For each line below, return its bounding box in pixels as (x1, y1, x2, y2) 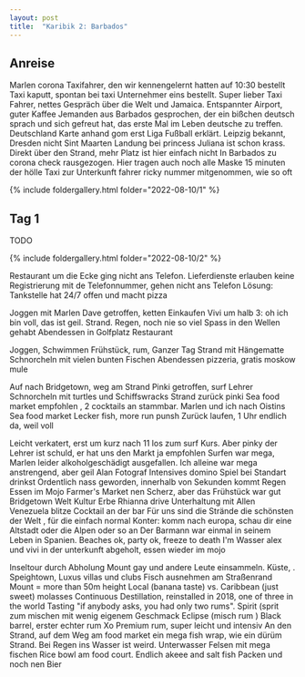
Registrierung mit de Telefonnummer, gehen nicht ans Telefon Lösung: (9, 280, 273, 292)
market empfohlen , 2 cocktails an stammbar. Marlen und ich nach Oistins (9, 401, 286, 412)
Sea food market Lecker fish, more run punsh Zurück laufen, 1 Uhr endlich (9, 411, 287, 422)
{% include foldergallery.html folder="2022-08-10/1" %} (9, 184, 220, 196)
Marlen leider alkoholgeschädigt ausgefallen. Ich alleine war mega (9, 457, 258, 468)
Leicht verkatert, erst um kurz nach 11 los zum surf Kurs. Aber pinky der (9, 438, 278, 449)
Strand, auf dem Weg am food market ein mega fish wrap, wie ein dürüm (9, 630, 282, 641)
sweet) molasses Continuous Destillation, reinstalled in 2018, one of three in (9, 591, 294, 602)
